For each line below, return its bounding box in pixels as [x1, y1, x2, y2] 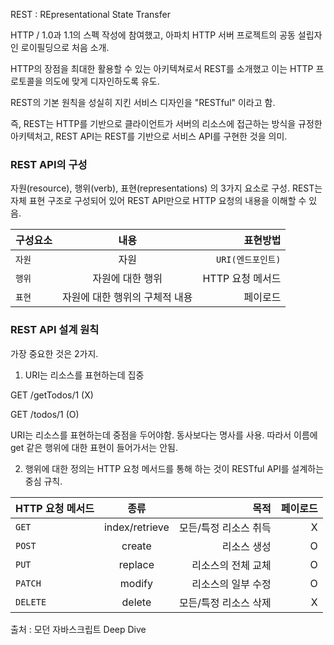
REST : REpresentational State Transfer [10, 9, 171, 20]
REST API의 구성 [10, 157, 88, 171]
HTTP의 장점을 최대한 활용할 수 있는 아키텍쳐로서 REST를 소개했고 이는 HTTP [10, 63, 314, 74]
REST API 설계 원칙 [10, 323, 100, 337]
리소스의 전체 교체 [191, 558, 272, 572]
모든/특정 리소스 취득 [178, 520, 272, 534]
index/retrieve [103, 520, 170, 534]
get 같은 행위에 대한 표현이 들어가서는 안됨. [10, 441, 178, 453]
